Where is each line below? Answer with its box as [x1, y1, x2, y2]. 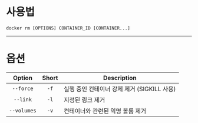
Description [103, 74, 137, 82]
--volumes [9, 107, 37, 114]
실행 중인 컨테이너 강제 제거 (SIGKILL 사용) [64, 85, 176, 93]
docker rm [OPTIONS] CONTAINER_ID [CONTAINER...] [6, 25, 131, 31]
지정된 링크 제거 [64, 95, 105, 104]
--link [14, 96, 32, 103]
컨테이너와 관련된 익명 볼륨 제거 [64, 107, 146, 115]
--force [12, 85, 34, 92]
